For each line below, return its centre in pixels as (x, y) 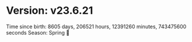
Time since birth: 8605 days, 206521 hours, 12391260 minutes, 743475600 (96, 26)
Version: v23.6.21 (50, 11)
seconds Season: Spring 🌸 (38, 32)
